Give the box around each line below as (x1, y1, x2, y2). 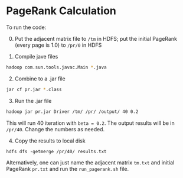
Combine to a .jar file (14, 75, 66, 82)
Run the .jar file (14, 97, 52, 104)
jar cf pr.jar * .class (6, 86, 62, 92)
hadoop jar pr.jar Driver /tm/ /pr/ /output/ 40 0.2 (6, 108, 139, 115)
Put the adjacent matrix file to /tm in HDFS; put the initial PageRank (14, 35, 177, 42)
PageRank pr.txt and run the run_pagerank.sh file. (6, 165, 129, 172)
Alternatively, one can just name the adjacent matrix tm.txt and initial (6, 158, 175, 166)
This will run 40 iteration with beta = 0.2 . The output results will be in (6, 119, 175, 127)
